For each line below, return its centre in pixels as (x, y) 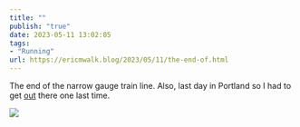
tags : (19, 43)
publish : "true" (40, 26)
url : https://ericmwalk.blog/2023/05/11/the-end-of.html (119, 60)
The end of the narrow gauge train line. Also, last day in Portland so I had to (150, 86)
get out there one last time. (60, 95)
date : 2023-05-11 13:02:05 (60, 34)
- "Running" (32, 52)
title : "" (28, 18)
